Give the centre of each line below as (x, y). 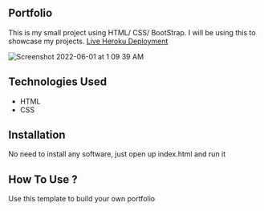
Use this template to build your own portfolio (81, 199)
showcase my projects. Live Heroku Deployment (88, 41)
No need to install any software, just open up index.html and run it (117, 154)
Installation (37, 135)
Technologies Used (57, 82)
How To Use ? (43, 179)
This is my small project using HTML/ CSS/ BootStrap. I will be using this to (132, 32)
